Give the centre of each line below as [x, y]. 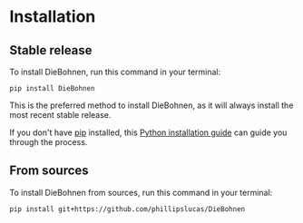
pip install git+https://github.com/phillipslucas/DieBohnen [127, 209]
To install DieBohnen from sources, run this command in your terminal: [141, 192]
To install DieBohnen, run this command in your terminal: [115, 72]
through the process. [49, 142]
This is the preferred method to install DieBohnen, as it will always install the [151, 105]
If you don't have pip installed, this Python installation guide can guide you [148, 132]
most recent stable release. [60, 115]
